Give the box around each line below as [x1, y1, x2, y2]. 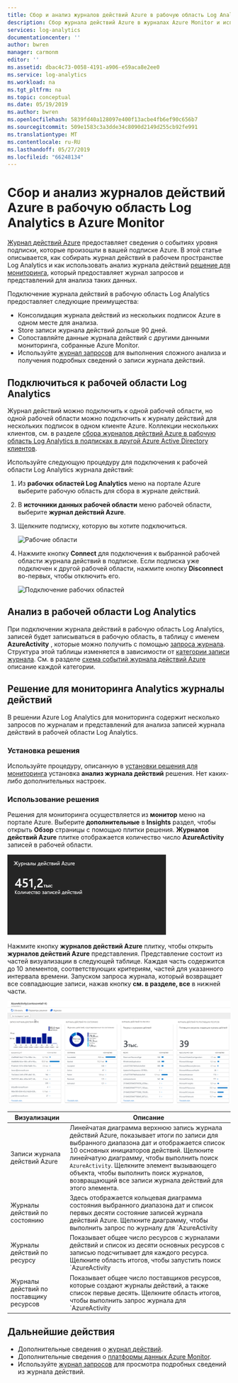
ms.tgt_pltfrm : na [7, 86, 62, 94]
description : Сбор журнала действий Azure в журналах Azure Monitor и [7, 18, 220, 26]
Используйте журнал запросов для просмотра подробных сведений [17, 1360, 227, 1368]
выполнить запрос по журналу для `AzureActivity [69, 1224, 218, 1232]
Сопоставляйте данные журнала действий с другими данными [17, 334, 210, 342]
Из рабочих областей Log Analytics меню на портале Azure [17, 479, 200, 487]
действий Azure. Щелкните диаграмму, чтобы [69, 1216, 208, 1225]
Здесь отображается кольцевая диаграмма [69, 1194, 202, 1202]
